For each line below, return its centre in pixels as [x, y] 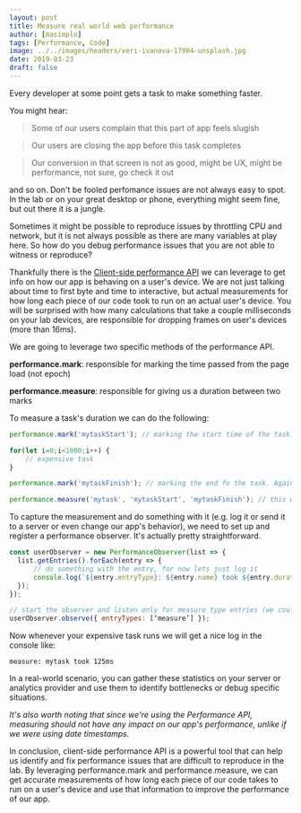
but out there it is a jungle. [57, 208]
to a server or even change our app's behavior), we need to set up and [140, 527]
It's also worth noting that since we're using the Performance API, [131, 715]
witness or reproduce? [51, 254]
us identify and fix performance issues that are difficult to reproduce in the [147, 761]
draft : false [34, 68]
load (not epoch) [40, 373]
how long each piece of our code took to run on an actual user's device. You [150, 301]
